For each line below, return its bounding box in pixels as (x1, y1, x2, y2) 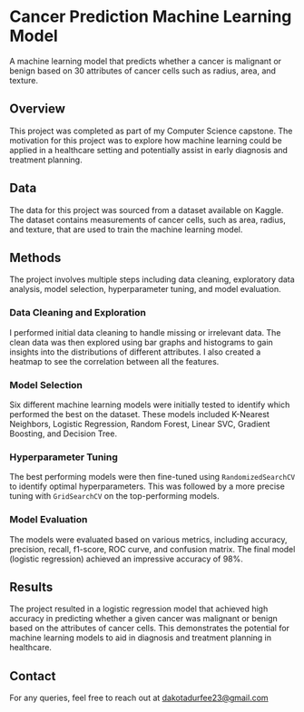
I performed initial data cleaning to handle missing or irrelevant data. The (9, 327, 281, 337)
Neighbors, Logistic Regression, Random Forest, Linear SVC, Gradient (9, 418, 270, 429)
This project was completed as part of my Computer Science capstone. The (9, 125, 293, 136)
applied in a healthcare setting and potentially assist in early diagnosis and (9, 144, 289, 155)
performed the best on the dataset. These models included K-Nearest (9, 408, 270, 419)
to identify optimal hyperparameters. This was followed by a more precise (9, 481, 286, 492)
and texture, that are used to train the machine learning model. (9, 224, 243, 235)
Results (9, 579, 54, 595)
